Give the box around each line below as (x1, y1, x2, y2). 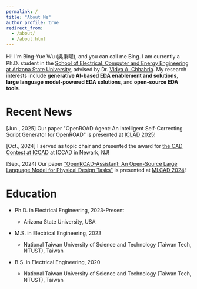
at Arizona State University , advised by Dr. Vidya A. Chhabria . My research (6, 66, 187, 73)
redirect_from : (6, 25, 44, 31)
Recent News (6, 106, 72, 119)
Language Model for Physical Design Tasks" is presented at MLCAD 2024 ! (6, 166, 186, 173)
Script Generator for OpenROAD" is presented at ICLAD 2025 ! (6, 131, 156, 138)
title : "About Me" (6, 14, 51, 20)
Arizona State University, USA (23, 218, 96, 225)
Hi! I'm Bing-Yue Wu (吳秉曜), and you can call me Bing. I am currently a (6, 53, 181, 60)
